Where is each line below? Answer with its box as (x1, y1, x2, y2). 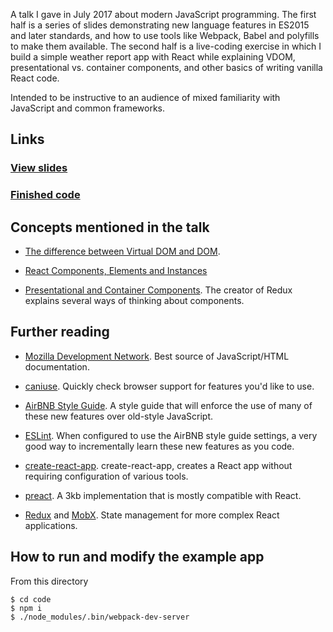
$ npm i (10, 603, 43, 613)
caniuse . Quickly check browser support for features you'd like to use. (24, 380, 315, 392)
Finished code (10, 188, 81, 202)
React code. (10, 72, 60, 84)
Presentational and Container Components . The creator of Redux (24, 284, 293, 296)
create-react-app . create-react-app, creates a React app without (24, 459, 293, 471)
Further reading (10, 324, 110, 341)
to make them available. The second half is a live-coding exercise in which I (10, 40, 322, 52)
